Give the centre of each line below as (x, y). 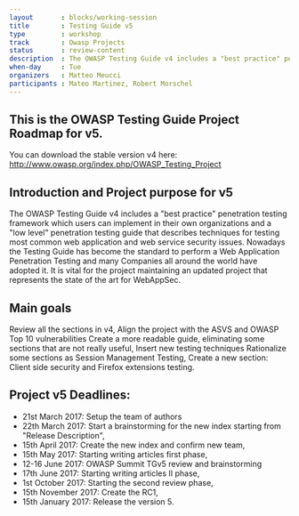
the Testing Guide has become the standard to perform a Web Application (145, 252)
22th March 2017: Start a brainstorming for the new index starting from (152, 426)
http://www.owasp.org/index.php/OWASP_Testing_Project (115, 165)
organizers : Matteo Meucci (65, 76)
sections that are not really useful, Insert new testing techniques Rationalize (148, 349)
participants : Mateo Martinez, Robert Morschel (101, 84)
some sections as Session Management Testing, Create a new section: (139, 358)
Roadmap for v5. (57, 134)
